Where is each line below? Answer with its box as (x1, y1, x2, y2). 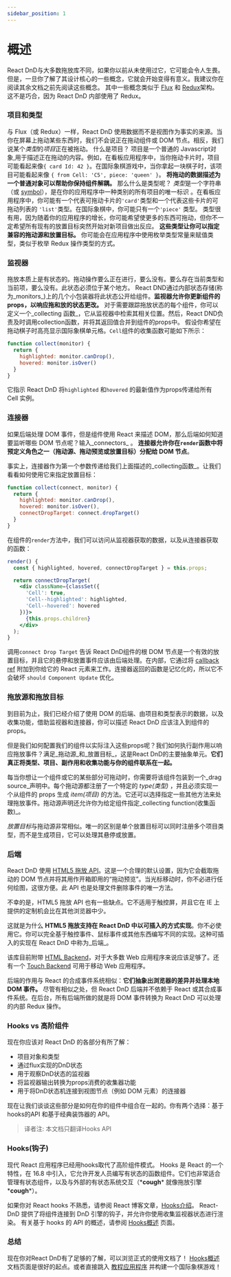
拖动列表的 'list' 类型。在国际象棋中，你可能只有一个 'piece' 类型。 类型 (7, 204, 215, 213)
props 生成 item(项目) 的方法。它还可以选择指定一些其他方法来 (38, 790, 216, 798)
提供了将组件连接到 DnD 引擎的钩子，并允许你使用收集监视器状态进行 (21, 1210, 218, 1218)
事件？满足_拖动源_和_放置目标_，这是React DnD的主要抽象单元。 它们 (25, 750, 223, 758)
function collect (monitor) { (7, 340, 91, 347)
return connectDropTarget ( (13, 577, 91, 584)
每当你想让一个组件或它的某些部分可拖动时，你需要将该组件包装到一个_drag (7, 773, 222, 781)
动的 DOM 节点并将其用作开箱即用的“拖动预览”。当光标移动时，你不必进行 (7, 875, 217, 883)
